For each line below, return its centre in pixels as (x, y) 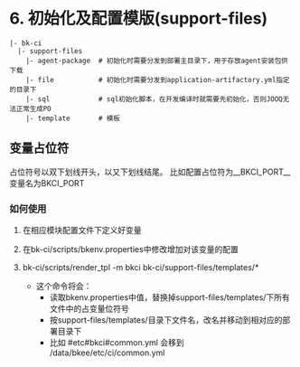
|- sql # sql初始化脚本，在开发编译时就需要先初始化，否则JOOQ (154, 99)
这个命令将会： (64, 287)
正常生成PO (33, 108)
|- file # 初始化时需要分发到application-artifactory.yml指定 (158, 80)
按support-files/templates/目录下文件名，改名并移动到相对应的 (166, 320)
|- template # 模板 (73, 118)
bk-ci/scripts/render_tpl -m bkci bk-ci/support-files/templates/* (141, 268)
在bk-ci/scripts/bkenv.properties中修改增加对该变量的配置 (131, 249)
